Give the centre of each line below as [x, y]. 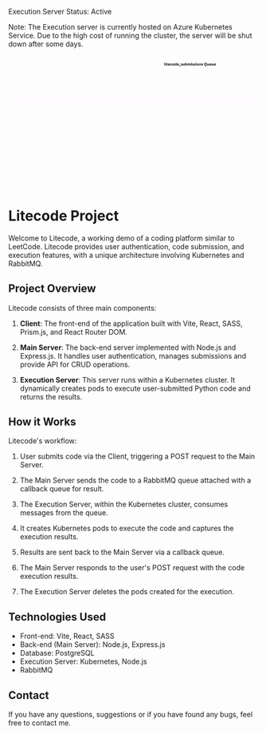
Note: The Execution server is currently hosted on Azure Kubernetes [120, 27]
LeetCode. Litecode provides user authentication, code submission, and [126, 246]
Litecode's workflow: [43, 441]
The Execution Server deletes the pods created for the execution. [127, 592]
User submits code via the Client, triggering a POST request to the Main [137, 456]
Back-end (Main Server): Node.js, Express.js [92, 645]
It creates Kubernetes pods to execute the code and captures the [127, 528]
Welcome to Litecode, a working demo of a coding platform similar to [121, 238]
